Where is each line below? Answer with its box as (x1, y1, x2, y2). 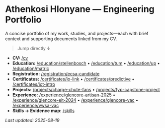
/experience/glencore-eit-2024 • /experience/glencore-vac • (12, 97, 138, 103)
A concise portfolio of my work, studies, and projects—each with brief (5, 30, 149, 36)
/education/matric (12, 65, 50, 71)
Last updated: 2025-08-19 (5, 117, 60, 123)
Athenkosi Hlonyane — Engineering (5, 3, 155, 15)
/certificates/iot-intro (12, 81, 56, 87)
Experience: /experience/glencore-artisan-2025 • (12, 92, 116, 98)
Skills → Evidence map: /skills (12, 108, 75, 114)
